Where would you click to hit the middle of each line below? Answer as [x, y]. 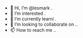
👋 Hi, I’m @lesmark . [31, 8]
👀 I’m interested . [28, 13]
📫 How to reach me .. [33, 30]
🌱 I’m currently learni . [33, 19]
